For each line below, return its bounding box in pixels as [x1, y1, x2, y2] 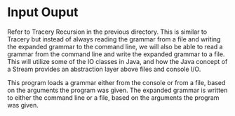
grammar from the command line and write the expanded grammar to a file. [7, 50, 225, 58]
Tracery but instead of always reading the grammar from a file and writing [7, 34, 221, 43]
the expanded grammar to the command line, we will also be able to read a [7, 42, 223, 51]
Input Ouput [7, 4, 79, 20]
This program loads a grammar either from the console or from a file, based [7, 78, 226, 86]
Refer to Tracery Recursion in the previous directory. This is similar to [7, 27, 208, 36]
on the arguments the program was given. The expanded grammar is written [7, 86, 228, 94]
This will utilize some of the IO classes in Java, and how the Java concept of [7, 57, 228, 65]
